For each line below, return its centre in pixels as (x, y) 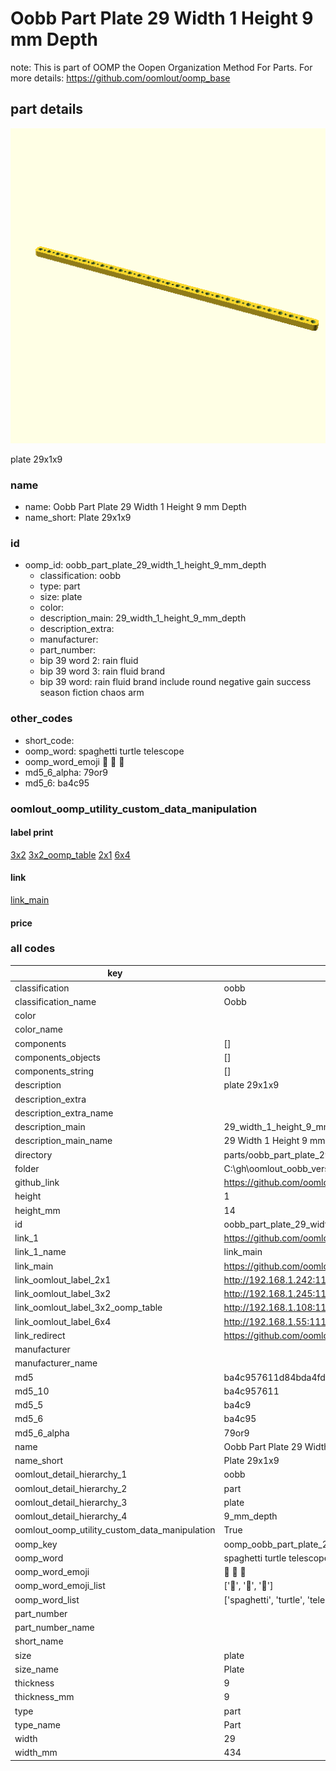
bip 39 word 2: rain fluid (89, 661)
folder (27, 1168)
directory (33, 1154)
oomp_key (36, 1544)
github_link (37, 1183)
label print (32, 833)
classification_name (55, 1001)
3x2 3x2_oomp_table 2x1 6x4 (70, 854)
